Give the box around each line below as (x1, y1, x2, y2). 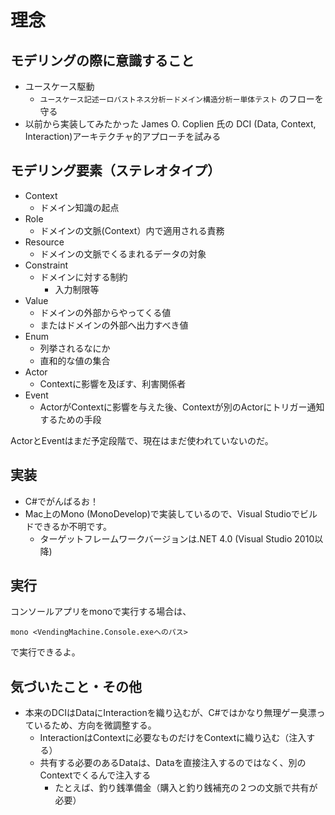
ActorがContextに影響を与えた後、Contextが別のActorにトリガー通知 (39, 401, 325, 413)
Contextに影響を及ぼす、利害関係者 (39, 377, 187, 390)
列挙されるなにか (39, 342, 111, 354)
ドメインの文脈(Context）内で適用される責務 (39, 224, 225, 236)
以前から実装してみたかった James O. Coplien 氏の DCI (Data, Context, (24, 118, 317, 130)
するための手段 (39, 413, 102, 425)
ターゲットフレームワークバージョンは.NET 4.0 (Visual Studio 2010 (39, 532, 315, 545)
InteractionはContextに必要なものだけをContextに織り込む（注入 (39, 732, 307, 744)
